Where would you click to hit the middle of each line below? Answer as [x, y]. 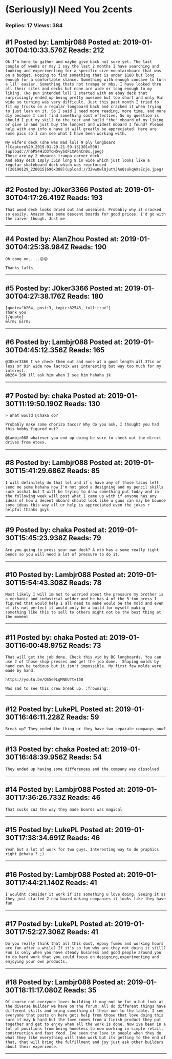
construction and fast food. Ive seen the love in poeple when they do [83, 1033]
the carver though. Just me [35, 219]
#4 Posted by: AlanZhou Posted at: [62, 239]
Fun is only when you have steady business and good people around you [83, 953]
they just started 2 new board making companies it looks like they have [86, 899]
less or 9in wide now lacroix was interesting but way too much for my [83, 366]
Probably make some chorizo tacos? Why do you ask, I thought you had [82, 424]
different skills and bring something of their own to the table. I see [84, 1011]
